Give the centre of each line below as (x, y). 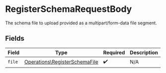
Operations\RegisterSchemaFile (61, 62)
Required (114, 52)
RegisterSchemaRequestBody (69, 9)
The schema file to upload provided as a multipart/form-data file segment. (81, 23)
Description (144, 52)
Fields (15, 38)
